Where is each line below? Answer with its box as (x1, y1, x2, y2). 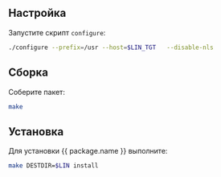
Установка (8, 125, 64, 138)
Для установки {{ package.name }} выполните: (8, 146, 168, 156)
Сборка (8, 66, 48, 80)
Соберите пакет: (8, 87, 66, 97)
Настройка (8, 6, 67, 20)
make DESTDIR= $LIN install (8, 162, 99, 170)
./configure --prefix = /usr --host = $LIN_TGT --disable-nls (8, 43, 215, 51)
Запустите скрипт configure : (8, 27, 106, 37)
